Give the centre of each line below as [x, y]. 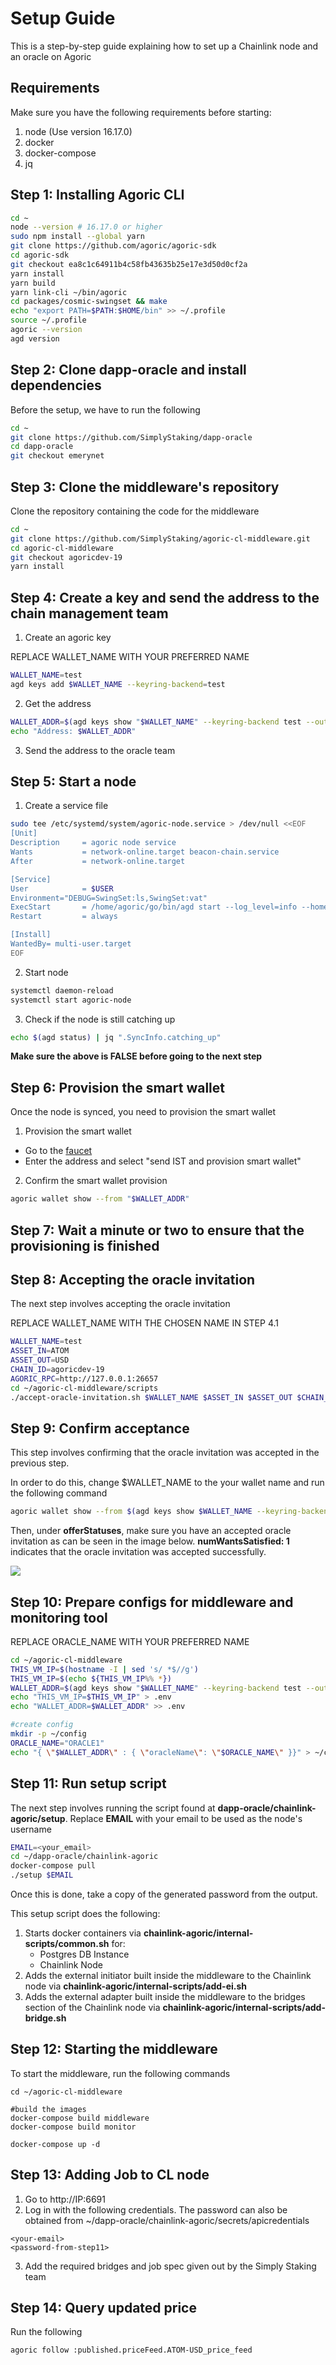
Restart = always [64, 917]
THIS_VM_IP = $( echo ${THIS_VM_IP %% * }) [91, 1678]
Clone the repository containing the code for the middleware [135, 511]
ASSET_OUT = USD [40, 1360]
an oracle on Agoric [51, 56]
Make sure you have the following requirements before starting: [141, 112]
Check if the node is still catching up [100, 1019]
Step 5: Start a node [73, 782]
